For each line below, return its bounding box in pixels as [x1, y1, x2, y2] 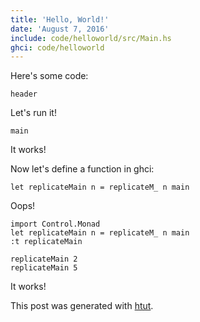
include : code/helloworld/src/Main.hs [10, 33, 172, 43]
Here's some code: [10, 70, 89, 82]
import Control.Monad [10, 219, 101, 230]
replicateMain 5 [10, 263, 78, 273]
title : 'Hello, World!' [10, 14, 110, 25]
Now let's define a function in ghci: [10, 163, 155, 175]
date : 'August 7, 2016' [10, 24, 110, 34]
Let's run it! [10, 107, 57, 119]
